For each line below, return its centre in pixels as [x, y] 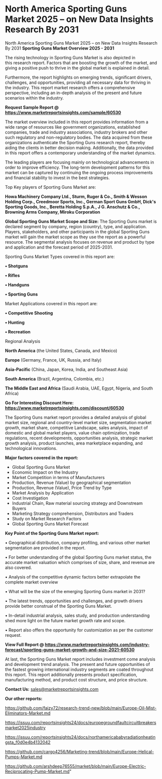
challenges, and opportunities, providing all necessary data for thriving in [78, 82]
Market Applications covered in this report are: [51, 303]
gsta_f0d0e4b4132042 [28, 742]
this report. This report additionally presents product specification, [71, 674]
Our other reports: [24, 698]
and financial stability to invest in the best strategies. [57, 178]
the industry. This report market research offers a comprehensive [70, 87]
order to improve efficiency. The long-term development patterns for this [77, 167]
